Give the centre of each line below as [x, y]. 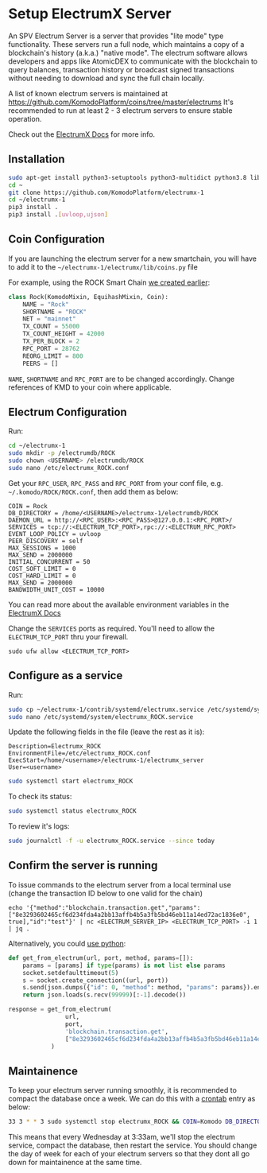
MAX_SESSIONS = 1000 [43, 548]
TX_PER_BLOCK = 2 [51, 342]
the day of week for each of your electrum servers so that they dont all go [129, 1154]
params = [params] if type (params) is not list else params [124, 965]
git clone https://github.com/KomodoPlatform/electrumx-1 [106, 192]
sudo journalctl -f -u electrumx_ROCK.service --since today [112, 841]
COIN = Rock [28, 506]
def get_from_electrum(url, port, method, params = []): [101, 958]
